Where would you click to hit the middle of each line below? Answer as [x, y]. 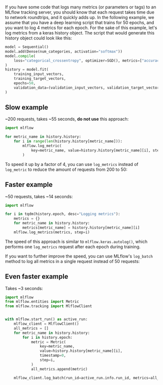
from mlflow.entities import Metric [42, 302]
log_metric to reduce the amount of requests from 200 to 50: [66, 169]
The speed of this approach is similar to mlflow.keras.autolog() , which [76, 241]
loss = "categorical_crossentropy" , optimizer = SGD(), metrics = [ [78, 60]
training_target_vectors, [40, 79]
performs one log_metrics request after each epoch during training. [73, 247]
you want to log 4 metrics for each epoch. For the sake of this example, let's [81, 28]
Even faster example [37, 277]
